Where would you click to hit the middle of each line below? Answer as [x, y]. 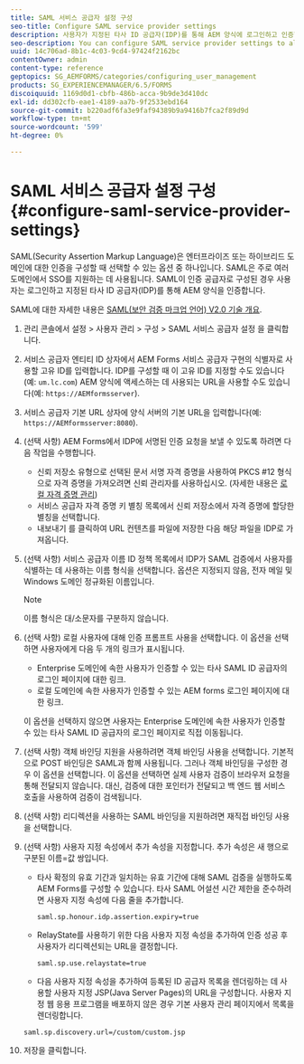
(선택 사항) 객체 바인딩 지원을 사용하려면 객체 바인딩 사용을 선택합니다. [146, 751]
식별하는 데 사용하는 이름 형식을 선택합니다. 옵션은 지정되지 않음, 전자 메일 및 [158, 570]
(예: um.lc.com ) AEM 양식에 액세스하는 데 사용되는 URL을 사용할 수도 [145, 382]
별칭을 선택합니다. [68, 517]
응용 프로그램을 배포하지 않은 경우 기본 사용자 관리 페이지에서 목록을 [175, 1003]
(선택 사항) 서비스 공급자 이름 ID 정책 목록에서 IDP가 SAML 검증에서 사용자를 [158, 558]
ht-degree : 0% [37, 136]
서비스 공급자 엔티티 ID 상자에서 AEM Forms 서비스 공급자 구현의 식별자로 [153, 359]
